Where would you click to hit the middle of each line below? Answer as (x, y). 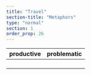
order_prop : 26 (25, 34)
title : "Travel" (26, 12)
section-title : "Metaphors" (41, 17)
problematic (64, 54)
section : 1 (20, 28)
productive (25, 54)
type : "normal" (25, 23)
